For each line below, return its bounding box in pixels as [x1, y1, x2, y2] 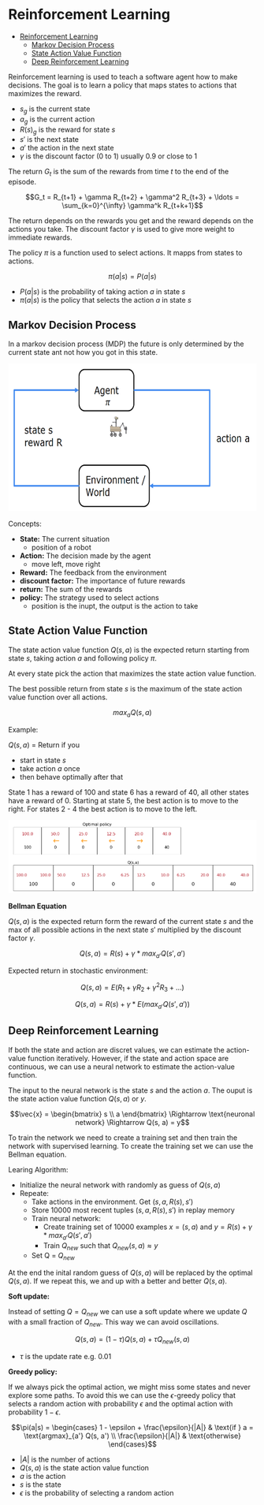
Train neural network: [31, 1213, 101, 1223]
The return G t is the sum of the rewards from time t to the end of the [8, 167, 229, 178]
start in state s [19, 755, 67, 765]
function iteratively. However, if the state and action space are [27, 1053, 229, 1063]
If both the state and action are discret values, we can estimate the [8, 1045, 225, 1054]
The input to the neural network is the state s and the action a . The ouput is [8, 1086, 253, 1095]
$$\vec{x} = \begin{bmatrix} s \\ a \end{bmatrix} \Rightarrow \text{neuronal [9, 1109, 255, 1119]
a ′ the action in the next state [19, 143, 114, 153]
